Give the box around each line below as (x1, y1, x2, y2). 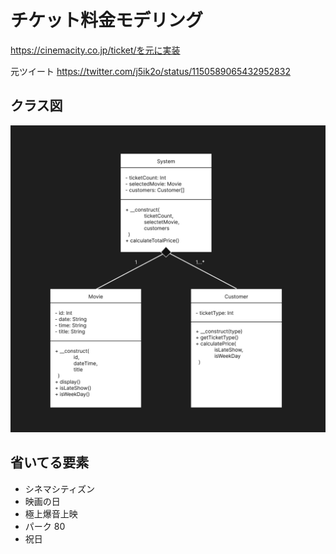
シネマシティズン (24, 482, 95, 495)
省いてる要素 (10, 454, 90, 471)
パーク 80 (24, 520, 66, 532)
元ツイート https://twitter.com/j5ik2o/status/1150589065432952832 (10, 65, 291, 77)
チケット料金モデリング (10, 9, 204, 32)
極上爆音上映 (24, 507, 78, 520)
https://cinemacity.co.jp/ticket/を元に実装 (10, 44, 181, 56)
